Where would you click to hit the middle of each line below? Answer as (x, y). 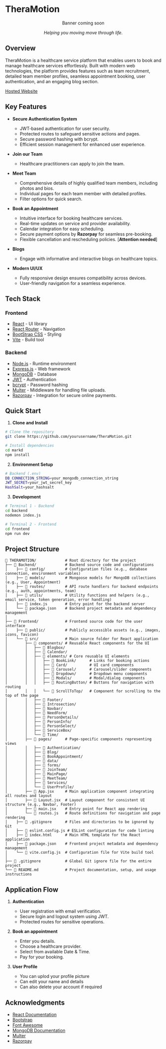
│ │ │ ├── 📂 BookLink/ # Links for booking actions (77, 661)
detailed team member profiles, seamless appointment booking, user (75, 76)
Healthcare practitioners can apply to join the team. (72, 163)
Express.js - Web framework (41, 369)
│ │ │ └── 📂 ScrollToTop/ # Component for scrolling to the (83, 691)
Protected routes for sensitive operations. (62, 922)
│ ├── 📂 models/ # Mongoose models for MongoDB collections (81, 578)
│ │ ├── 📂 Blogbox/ (35, 648)
